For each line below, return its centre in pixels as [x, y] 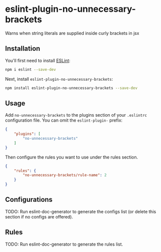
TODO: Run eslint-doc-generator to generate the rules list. [64, 244]
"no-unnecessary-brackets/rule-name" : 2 [65, 175]
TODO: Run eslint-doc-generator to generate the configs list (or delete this [81, 211]
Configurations [29, 200]
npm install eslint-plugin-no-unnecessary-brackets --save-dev [71, 88]
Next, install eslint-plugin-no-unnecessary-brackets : [59, 79]
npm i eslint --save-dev [31, 69]
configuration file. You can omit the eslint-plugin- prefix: [64, 120]
